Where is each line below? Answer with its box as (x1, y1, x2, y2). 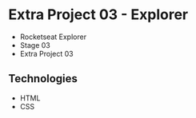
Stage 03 (19, 40, 50, 49)
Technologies (8, 72, 78, 85)
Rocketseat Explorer (19, 32, 86, 41)
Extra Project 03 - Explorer (8, 6, 189, 24)
